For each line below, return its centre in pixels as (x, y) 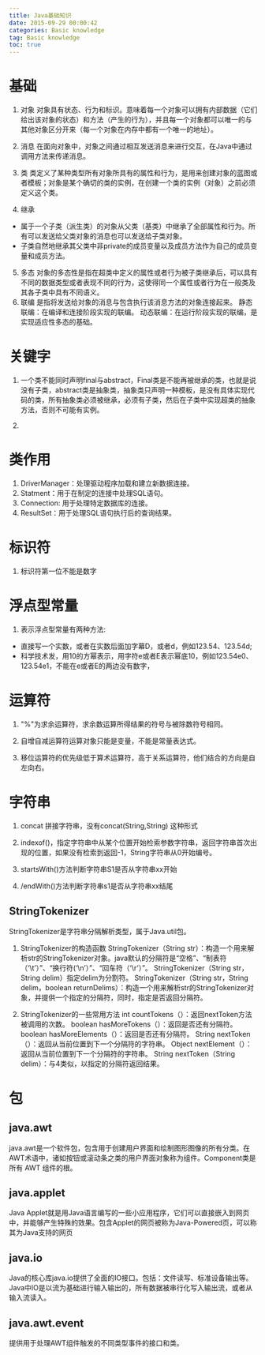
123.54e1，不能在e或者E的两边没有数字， (87, 666)
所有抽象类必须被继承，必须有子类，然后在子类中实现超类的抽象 (151, 400)
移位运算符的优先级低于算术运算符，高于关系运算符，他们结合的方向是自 (138, 757)
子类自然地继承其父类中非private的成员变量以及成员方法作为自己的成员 (135, 246)
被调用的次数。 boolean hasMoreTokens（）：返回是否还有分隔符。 (129, 1024)
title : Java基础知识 (40, 15)
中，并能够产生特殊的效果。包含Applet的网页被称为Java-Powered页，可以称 (133, 1223)
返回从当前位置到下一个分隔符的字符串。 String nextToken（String (128, 1053)
